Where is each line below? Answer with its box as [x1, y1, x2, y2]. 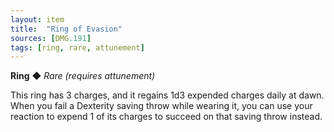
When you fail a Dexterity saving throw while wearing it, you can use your [10, 100, 313, 112]
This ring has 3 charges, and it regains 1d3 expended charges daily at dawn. [10, 89, 325, 101]
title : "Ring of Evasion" [10, 24, 123, 34]
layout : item [10, 14, 65, 25]
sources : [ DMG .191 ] [10, 33, 92, 43]
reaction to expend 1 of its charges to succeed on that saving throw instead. [10, 111, 323, 123]
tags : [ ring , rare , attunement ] [10, 42, 145, 53]
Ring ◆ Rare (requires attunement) [10, 70, 156, 82]
